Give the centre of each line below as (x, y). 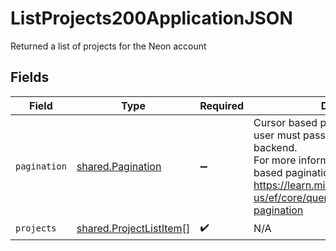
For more (275, 160)
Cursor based (285, 122)
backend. (275, 147)
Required (222, 105)
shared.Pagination (119, 166)
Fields (30, 77)
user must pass (289, 135)
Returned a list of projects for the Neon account (108, 46)
